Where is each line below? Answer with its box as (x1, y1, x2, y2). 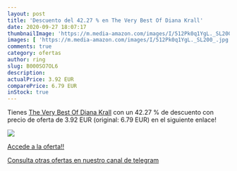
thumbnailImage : (7, 30, 55, 37)
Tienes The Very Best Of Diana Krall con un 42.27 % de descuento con (7, 108, 214, 117)
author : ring (7, 56, 46, 63)
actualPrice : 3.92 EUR (7, 75, 74, 83)
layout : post (7, 10, 46, 18)
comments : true (7, 43, 52, 50)
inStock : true (7, 89, 49, 96)
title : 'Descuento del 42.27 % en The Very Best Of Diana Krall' (7, 17, 203, 24)
